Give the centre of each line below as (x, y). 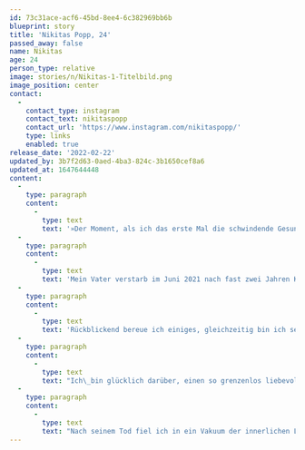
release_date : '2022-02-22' (63, 152)
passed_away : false (46, 43)
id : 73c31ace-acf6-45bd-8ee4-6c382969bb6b (91, 18)
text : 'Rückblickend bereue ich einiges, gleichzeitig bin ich (164, 330)
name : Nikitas (36, 52)
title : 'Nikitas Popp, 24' (60, 34)
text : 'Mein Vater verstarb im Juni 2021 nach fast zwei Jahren (166, 279)
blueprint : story (42, 26)
